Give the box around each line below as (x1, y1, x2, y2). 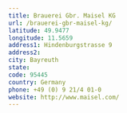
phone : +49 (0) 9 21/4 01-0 (8, 85, 102, 94)
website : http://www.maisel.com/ (8, 93, 120, 101)
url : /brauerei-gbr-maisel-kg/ (8, 19, 113, 27)
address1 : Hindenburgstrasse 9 (8, 41, 113, 49)
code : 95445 (8, 71, 48, 79)
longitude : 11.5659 (8, 33, 73, 42)
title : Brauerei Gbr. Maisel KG (8, 11, 116, 20)
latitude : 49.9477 (8, 26, 69, 34)
